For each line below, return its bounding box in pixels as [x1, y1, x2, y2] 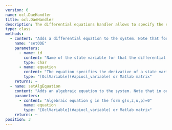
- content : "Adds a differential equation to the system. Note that [10, 36, 159, 41]
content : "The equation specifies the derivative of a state [24, 70, 157, 75]
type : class [5, 27, 31, 32]
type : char [24, 60, 47, 65]
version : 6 [5, 7, 29, 13]
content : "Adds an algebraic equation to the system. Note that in [14, 88, 161, 94]
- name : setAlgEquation [10, 83, 60, 89]
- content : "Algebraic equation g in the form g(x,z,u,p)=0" [18, 98, 153, 103]
